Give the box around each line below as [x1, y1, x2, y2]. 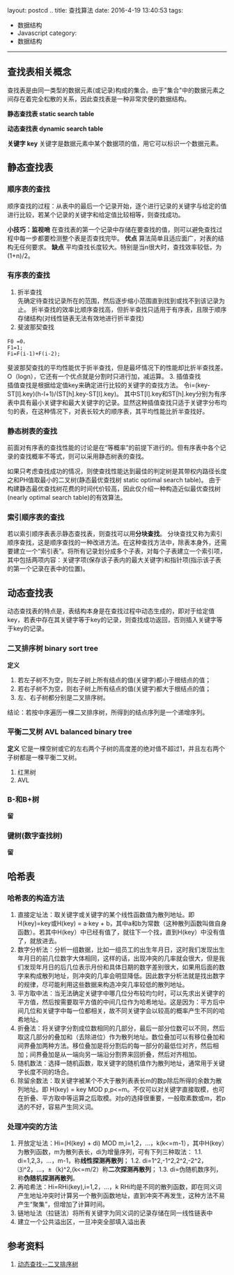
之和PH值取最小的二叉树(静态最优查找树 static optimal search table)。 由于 [7, 476, 221, 484]
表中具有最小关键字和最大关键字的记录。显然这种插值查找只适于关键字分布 [7, 398, 221, 407]
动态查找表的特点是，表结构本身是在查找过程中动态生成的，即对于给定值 [7, 607, 214, 615]
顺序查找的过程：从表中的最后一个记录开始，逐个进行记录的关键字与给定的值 [7, 201, 227, 210]
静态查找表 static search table [7, 109, 95, 117]
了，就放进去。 [17, 937, 61, 945]
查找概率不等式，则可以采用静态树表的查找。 [19, 452, 148, 461]
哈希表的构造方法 [7, 893, 65, 903]
